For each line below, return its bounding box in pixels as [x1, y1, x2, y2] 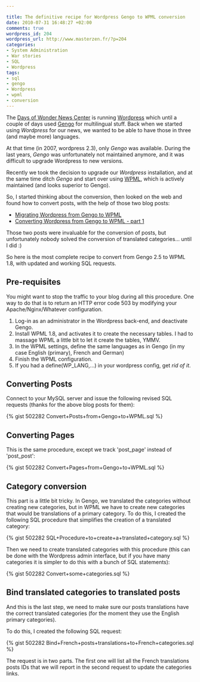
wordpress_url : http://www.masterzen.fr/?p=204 [6, 36, 127, 42]
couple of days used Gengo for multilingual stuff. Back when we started [6, 120, 183, 127]
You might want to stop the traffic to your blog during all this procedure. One [6, 293, 194, 300]
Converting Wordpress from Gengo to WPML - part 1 [14, 217, 144, 224]
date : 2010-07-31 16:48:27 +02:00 [6, 19, 93, 26]
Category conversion [6, 481, 87, 491]
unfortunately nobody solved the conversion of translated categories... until [6, 235, 192, 242]
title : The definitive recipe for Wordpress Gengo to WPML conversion [6, 14, 186, 20]
